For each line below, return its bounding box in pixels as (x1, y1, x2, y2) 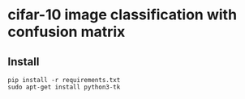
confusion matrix (7, 23, 126, 41)
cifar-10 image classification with (7, 6, 237, 24)
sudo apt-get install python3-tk (7, 83, 121, 91)
